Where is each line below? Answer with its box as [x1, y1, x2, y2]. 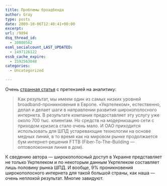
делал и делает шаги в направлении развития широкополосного [17, 107, 157, 113]
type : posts [5, 17, 30, 22]
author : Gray [5, 12, 33, 17]
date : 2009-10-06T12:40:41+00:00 [5, 21, 75, 27]
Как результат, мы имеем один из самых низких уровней [17, 96, 141, 102]
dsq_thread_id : [5, 36, 37, 41]
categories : [5, 63, 30, 68]
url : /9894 [5, 31, 28, 36]
